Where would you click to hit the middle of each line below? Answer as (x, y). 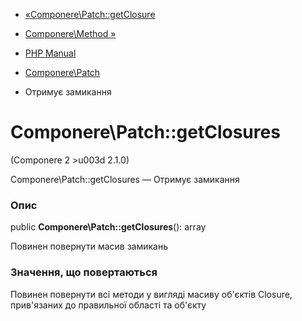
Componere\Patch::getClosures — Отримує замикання (125, 179)
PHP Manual (50, 53)
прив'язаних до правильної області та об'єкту (108, 305)
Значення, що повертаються (84, 272)
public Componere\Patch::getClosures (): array (108, 227)
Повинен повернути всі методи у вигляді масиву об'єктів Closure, (151, 294)
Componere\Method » (70, 33)
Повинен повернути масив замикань (89, 246)
